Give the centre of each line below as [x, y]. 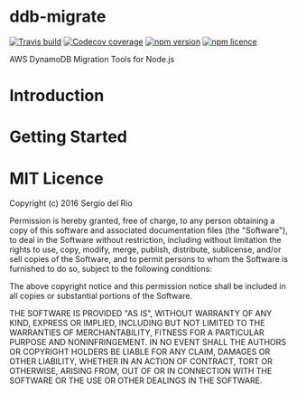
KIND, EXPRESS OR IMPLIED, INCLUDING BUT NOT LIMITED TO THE [137, 323]
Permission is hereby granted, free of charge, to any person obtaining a [142, 221]
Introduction [57, 96]
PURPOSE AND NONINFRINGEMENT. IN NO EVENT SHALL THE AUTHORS [148, 342]
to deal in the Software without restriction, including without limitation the [145, 240]
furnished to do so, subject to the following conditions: [111, 269]
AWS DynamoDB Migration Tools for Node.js [92, 59]
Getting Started [69, 137]
